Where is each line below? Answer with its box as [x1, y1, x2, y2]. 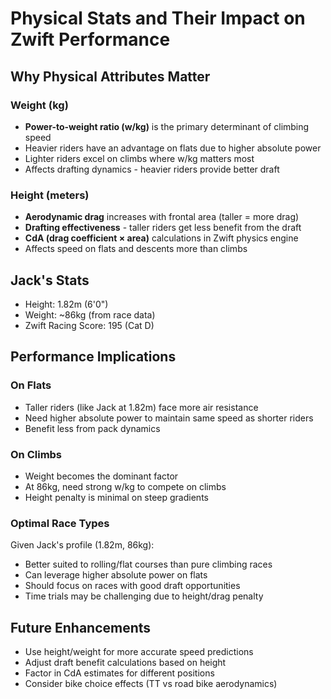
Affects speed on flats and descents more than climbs [24, 243, 248, 255]
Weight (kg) [10, 98, 69, 112]
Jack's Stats [10, 272, 90, 289]
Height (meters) [10, 188, 90, 202]
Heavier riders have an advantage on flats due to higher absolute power [24, 142, 322, 154]
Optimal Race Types [10, 516, 110, 530]
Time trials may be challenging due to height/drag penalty [24, 590, 264, 602]
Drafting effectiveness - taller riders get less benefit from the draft [24, 222, 302, 234]
